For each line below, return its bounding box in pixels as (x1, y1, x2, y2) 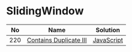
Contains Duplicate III (26, 36, 87, 44)
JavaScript (92, 36, 123, 44)
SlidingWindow (6, 4, 84, 18)
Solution (95, 26, 121, 34)
